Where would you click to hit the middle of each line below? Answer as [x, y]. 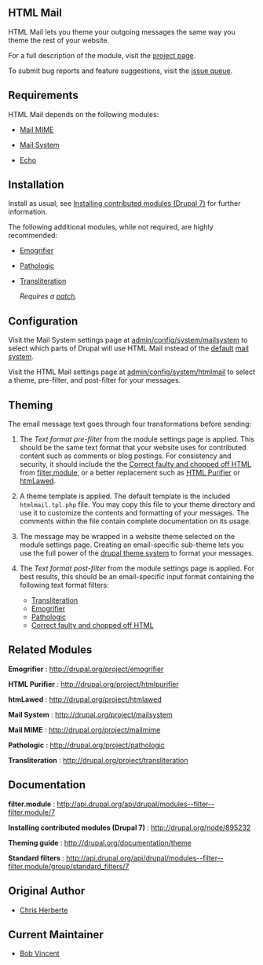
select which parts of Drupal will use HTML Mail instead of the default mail [128, 348]
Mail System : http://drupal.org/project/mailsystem [90, 714]
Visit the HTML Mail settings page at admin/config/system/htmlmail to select [132, 372]
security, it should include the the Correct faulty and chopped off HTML [135, 464]
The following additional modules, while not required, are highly [111, 227]
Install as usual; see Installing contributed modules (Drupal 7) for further [124, 204]
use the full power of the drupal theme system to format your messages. [137, 553]
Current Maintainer [56, 934]
